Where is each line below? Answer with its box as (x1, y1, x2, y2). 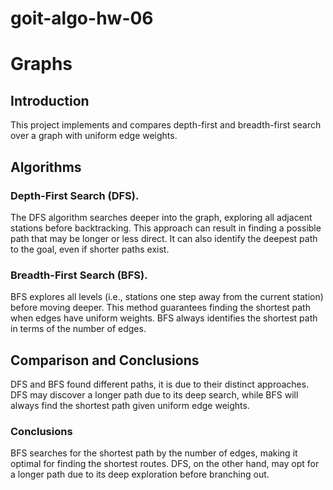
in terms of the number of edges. (10, 323, 147, 335)
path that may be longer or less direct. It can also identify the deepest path (10, 232, 318, 244)
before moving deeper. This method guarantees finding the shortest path (10, 302, 311, 314)
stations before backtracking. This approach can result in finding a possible (10, 222, 322, 234)
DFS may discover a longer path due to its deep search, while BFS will (10, 388, 299, 401)
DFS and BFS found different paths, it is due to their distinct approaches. (10, 378, 310, 390)
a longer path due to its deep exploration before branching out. (10, 468, 270, 481)
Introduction (10, 92, 90, 109)
